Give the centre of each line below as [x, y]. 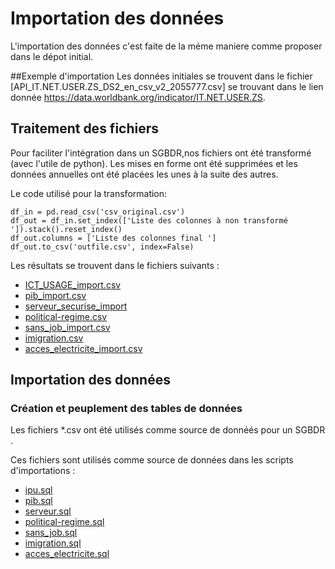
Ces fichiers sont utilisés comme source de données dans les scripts [152, 460]
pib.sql [38, 501]
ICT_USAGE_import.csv [73, 284]
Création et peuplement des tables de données [126, 409]
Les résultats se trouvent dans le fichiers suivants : [115, 265]
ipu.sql [38, 490]
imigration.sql [53, 543]
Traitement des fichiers [85, 128]
